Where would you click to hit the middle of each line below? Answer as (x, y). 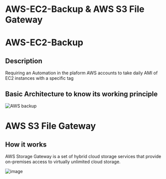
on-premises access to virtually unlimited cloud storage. (63, 162)
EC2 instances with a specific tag (39, 78)
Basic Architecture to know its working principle (82, 94)
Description (24, 61)
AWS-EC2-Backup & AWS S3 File (75, 9)
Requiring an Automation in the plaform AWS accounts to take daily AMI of (82, 73)
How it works (26, 144)
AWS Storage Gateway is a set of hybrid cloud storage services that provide (83, 156)
